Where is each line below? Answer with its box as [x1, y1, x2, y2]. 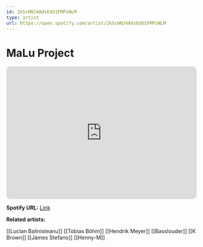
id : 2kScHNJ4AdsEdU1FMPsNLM [6, 8, 77, 15]
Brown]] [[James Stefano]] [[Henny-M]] [6, 234, 105, 242]
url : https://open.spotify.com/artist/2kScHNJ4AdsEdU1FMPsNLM [6, 20, 166, 26]
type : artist [6, 14, 39, 21]
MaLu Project [6, 46, 74, 60]
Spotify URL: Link [6, 204, 51, 211]
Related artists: [6, 216, 46, 223]
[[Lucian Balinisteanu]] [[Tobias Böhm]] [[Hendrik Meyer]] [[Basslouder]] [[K [6, 228, 196, 235]
